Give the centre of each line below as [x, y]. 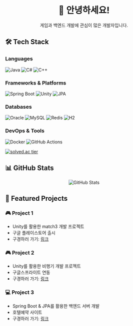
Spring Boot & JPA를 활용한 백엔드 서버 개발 [56, 306]
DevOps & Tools [25, 131]
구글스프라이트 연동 [31, 273]
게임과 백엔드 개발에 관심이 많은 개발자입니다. [84, 25]
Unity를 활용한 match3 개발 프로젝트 [48, 226]
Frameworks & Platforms [36, 83]
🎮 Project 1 [19, 213]
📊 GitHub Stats [29, 168]
